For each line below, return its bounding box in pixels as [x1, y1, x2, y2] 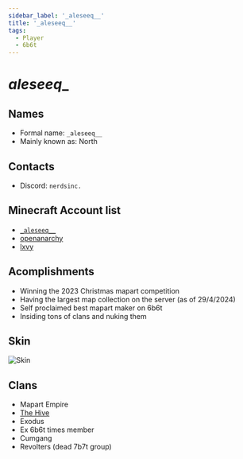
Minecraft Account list [8, 204, 121, 217]
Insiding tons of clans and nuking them [19, 311, 147, 321]
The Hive [19, 408, 50, 418]
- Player [15, 33, 44, 42]
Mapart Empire [19, 399, 69, 410]
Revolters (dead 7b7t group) [19, 442, 113, 452]
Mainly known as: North [19, 137, 98, 146]
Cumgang [19, 434, 52, 443]
